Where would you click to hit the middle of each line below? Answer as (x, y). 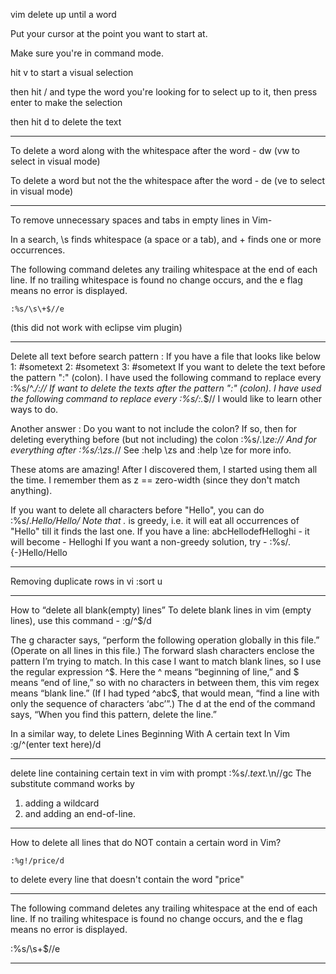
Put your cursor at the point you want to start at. (109, 33)
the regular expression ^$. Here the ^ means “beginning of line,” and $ (155, 672)
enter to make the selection (66, 102)
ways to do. (34, 409)
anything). (31, 490)
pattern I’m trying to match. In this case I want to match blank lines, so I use (166, 661)
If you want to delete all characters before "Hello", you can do (137, 510)
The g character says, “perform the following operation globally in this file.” (165, 640)
